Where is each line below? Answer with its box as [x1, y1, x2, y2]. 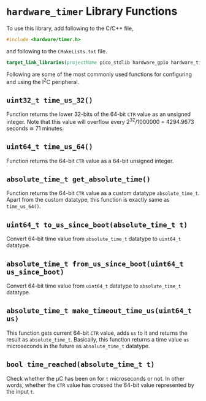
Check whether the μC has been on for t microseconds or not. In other [6, 375, 185, 382]
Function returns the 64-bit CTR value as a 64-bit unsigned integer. [6, 157, 174, 164]
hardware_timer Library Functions [6, 4, 178, 18]
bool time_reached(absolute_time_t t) [6, 360, 155, 369]
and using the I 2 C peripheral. [6, 77, 80, 85]
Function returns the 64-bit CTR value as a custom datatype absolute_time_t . [6, 189, 200, 197]
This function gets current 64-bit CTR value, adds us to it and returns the [6, 329, 188, 337]
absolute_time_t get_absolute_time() [6, 175, 151, 184]
